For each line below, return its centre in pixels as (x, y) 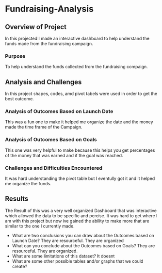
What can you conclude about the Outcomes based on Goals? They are (83, 245)
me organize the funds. (28, 184)
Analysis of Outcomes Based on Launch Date (59, 112)
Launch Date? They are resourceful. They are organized (68, 241)
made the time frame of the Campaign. (44, 127)
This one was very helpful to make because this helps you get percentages (80, 150)
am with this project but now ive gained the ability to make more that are (77, 221)
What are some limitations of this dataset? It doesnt (63, 256)
